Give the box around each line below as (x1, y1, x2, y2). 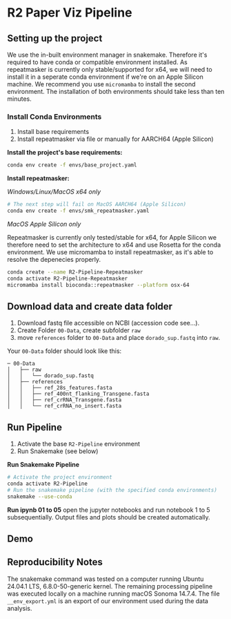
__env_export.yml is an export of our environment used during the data (7, 596, 209, 605)
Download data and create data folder (7, 301, 173, 312)
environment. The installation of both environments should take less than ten (7, 88, 225, 95)
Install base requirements (17, 128, 90, 136)
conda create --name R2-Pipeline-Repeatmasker (7, 268, 143, 276)
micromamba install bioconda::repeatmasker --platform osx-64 (7, 281, 190, 288)
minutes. (7, 95, 32, 103)
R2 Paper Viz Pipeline (7, 5, 132, 21)
